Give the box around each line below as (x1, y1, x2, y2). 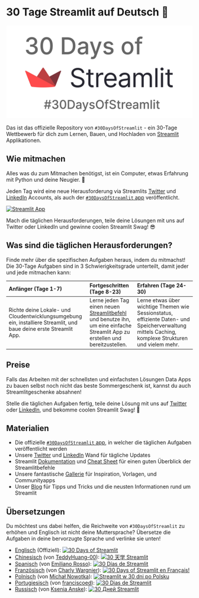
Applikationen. (6, 137, 41, 144)
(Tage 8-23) (89, 288, 121, 296)
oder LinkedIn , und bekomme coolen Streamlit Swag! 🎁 (6, 406, 140, 413)
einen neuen (89, 303, 120, 311)
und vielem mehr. (137, 341, 179, 348)
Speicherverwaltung (137, 322, 187, 329)
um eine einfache (89, 322, 132, 329)
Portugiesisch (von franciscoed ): (14, 579, 95, 587)
